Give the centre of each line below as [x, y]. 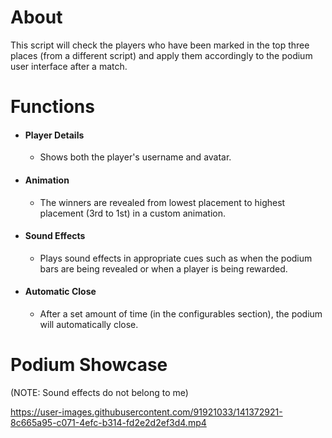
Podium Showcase [89, 365]
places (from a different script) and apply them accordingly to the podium [161, 55]
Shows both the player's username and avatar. [135, 157]
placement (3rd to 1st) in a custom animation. [132, 213]
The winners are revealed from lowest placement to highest [162, 202]
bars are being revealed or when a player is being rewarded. [163, 268]
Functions [52, 107]
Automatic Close [60, 292]
